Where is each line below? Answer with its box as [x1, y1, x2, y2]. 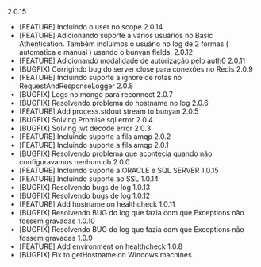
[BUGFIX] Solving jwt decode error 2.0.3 [18, 123, 152, 133]
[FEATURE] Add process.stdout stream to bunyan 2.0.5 [18, 106, 199, 116]
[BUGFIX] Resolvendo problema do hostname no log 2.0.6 [18, 99, 209, 107]
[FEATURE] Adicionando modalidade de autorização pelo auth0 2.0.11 [18, 56, 246, 65]
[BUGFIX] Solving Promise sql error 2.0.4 [18, 115, 154, 124]
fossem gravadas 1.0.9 [18, 234, 93, 242]
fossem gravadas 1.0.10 [18, 216, 96, 226]
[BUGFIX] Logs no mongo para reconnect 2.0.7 [18, 90, 174, 99]
